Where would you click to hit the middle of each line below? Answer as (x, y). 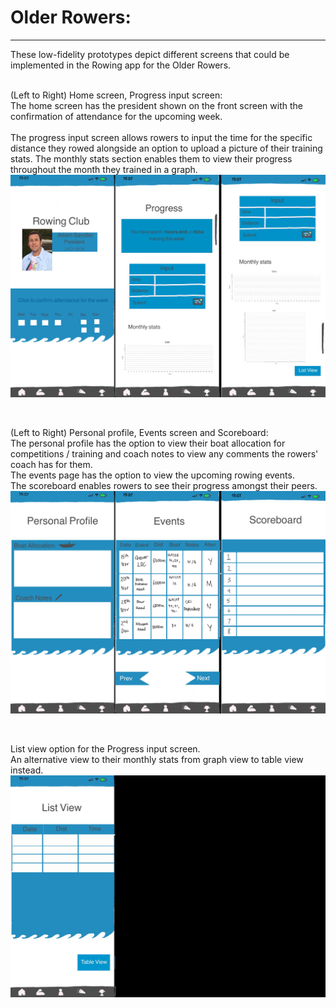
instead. (27, 770)
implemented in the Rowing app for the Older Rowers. (121, 65)
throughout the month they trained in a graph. (104, 169)
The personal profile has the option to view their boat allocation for (148, 443)
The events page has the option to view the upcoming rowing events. (152, 475)
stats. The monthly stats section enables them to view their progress (151, 158)
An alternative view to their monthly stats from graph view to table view (157, 759)
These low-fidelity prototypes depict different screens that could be (150, 54)
